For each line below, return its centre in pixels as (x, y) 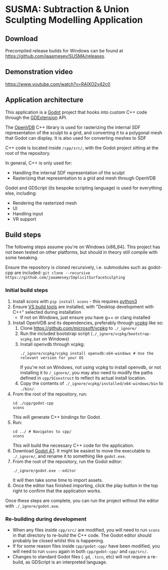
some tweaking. (22, 258)
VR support (24, 219)
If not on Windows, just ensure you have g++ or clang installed (85, 317)
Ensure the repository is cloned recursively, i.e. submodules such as (76, 267)
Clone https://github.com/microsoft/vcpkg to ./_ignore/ (78, 328)
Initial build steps (27, 290)
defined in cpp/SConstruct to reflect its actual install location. (83, 378)
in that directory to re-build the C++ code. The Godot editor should (82, 535)
